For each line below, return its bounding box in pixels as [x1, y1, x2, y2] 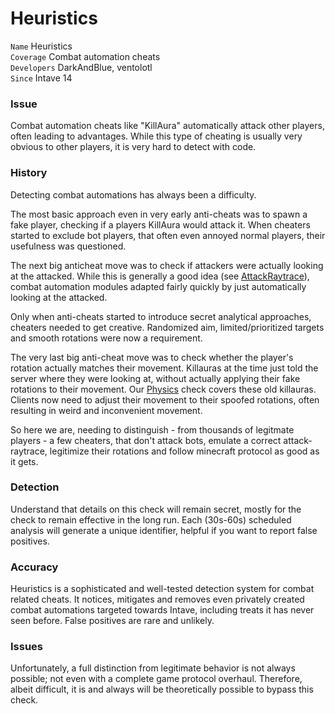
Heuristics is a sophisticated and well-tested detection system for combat [10, 583, 315, 595]
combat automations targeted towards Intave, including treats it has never [10, 604, 315, 616]
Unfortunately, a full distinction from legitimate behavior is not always [10, 662, 296, 674]
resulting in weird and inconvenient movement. [10, 404, 203, 416]
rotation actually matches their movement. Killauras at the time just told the [10, 362, 319, 374]
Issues [10, 640, 44, 654]
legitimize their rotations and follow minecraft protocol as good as [49, 445, 320, 457]
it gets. [10, 455, 39, 467]
